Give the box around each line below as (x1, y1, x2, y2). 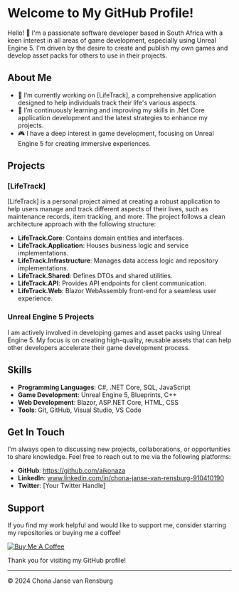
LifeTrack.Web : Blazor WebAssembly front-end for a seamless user (17, 287, 217, 295)
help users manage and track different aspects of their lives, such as (7, 205, 208, 213)
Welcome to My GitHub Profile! (7, 5, 194, 21)
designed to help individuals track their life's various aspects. (17, 98, 198, 107)
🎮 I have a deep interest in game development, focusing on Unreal (17, 129, 215, 137)
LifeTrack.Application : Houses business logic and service (17, 241, 189, 250)
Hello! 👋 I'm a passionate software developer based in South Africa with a (7, 28, 223, 37)
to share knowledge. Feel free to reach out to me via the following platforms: (7, 453, 231, 461)
